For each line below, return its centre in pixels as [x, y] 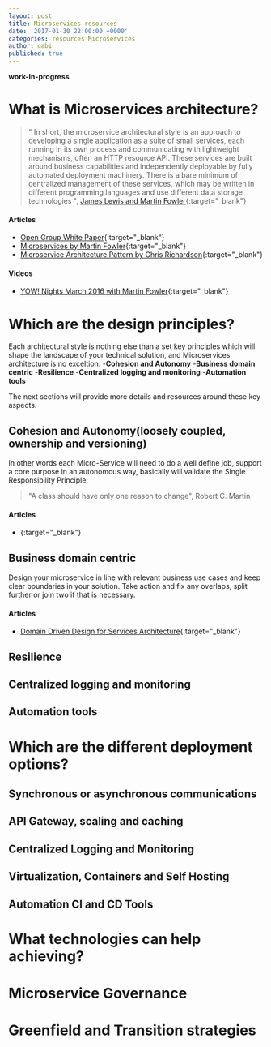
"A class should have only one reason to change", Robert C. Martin [139, 496]
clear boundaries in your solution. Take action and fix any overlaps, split [128, 586]
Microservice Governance [98, 993]
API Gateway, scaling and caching [96, 821]
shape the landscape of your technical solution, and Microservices [119, 355]
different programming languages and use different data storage [135, 192]
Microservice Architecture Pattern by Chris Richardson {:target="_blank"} [142, 255]
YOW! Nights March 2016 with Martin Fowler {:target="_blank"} [124, 291]
